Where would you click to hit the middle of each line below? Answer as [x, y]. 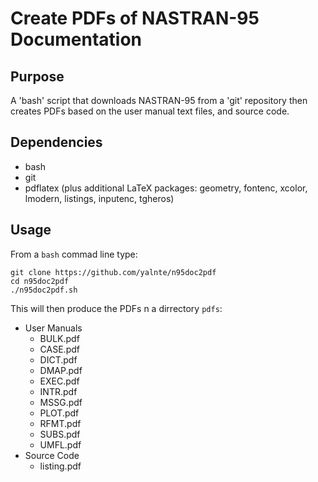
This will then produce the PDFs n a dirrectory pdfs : [116, 308]
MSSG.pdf [61, 402]
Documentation [76, 39]
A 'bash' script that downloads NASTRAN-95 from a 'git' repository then [159, 100]
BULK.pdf [59, 338]
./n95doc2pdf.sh [44, 290]
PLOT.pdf [59, 413]
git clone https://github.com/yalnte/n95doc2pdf [113, 272]
